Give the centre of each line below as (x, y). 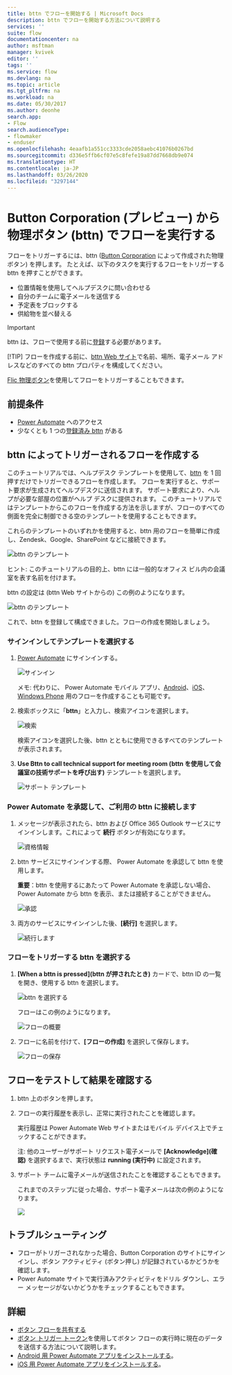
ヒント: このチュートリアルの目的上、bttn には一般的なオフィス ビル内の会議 (116, 569)
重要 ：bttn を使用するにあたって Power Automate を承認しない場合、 (116, 885)
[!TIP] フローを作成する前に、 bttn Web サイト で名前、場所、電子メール (108, 357)
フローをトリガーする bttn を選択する (69, 957)
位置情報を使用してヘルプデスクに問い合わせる (84, 288)
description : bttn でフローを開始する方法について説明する (84, 20)
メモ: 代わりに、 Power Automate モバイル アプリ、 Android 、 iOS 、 (113, 687)
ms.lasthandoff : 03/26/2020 (48, 175)
